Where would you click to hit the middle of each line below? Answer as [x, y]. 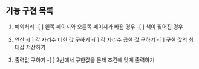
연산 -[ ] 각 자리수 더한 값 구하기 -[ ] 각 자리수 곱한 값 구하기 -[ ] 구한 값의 [101, 39]
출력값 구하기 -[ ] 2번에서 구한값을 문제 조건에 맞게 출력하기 [84, 60]
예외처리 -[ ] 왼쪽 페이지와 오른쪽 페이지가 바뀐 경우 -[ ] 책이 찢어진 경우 [99, 27]
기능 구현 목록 [30, 11]
